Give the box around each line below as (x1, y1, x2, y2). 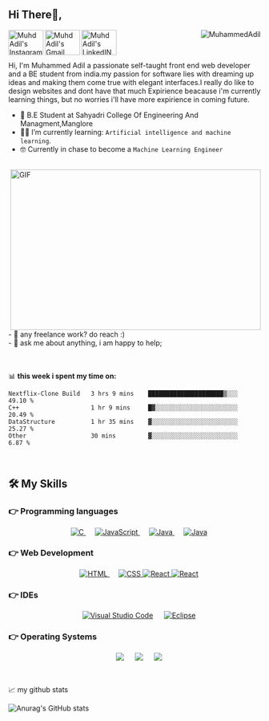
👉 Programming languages (8, 506, 118, 517)
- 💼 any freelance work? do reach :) (8, 329, 126, 339)
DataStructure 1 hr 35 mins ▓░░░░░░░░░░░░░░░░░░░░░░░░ (8, 418, 239, 426)
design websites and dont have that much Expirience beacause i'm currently (8, 86, 261, 96)
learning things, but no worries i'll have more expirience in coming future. (8, 94, 250, 104)
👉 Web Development (8, 548, 94, 559)
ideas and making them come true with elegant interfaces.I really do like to (8, 77, 255, 87)
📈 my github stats (8, 685, 69, 695)
